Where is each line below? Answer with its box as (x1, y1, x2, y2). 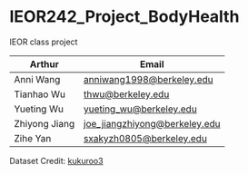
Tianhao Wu (14, 88, 66, 101)
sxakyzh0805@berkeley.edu (83, 131, 207, 144)
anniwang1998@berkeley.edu (83, 73, 213, 85)
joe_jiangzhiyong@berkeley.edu (83, 117, 221, 130)
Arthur (29, 57, 59, 70)
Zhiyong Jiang (14, 117, 75, 130)
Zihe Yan (14, 131, 52, 144)
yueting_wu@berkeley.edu (83, 102, 197, 115)
